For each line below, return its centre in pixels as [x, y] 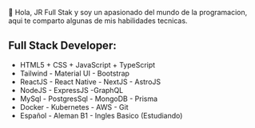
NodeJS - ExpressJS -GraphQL [72, 90]
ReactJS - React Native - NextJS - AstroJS [90, 81]
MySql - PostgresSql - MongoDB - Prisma [89, 99]
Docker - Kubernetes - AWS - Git [74, 107]
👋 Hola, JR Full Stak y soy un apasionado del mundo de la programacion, [128, 12]
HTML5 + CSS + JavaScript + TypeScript [88, 64]
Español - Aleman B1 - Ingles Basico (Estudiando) [101, 115]
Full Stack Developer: [63, 46]
